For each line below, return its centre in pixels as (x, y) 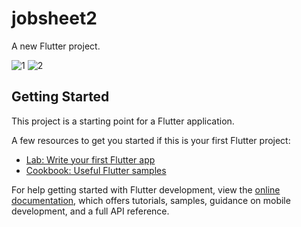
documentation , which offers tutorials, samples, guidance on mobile (151, 200)
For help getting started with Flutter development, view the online (146, 189)
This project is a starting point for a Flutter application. (123, 121)
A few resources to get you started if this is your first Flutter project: (151, 140)
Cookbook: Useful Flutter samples (96, 170)
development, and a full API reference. (90, 211)
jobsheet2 (54, 18)
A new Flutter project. (56, 46)
